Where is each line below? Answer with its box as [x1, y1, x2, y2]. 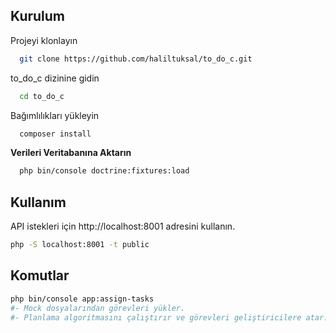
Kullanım [10, 194, 67, 211]
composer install [19, 129, 92, 139]
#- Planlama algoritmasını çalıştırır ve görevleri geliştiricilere [10, 312, 302, 323]
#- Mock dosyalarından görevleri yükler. [10, 303, 186, 313]
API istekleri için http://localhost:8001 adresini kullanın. [10, 220, 236, 233]
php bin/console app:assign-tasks [10, 294, 155, 304]
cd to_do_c [19, 91, 65, 101]
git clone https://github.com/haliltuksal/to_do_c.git [19, 54, 253, 64]
